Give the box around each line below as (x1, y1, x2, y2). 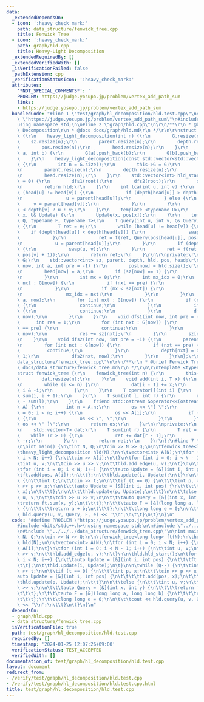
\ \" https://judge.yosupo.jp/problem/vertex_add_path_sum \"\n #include (17, 116, 200, 122)
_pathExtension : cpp (12, 71, 64, 77)
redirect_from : (6, 669, 45, 676)
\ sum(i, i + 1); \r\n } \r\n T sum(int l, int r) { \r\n (17, 393, 175, 399)
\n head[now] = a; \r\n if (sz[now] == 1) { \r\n (17, 268, 178, 275)
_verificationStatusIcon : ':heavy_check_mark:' (12, 77, 135, 83)
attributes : (12, 83, 42, 89)
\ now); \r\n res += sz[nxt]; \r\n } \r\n (17, 330, 167, 337)
